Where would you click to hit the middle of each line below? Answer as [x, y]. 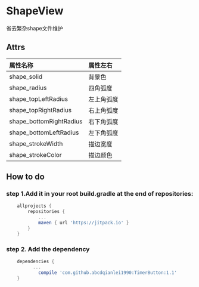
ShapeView [35, 11]
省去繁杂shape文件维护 [35, 28]
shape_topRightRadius [41, 110]
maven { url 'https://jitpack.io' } [83, 223]
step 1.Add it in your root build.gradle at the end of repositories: [100, 194]
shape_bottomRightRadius [46, 121]
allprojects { [34, 206]
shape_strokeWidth [36, 143]
